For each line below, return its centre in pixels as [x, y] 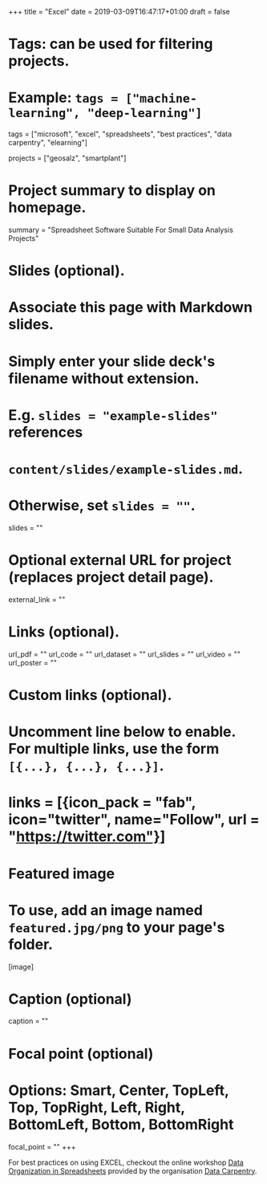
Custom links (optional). [90, 695]
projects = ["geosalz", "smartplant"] [67, 158]
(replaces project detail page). [111, 578]
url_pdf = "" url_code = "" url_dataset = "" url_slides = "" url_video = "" [124, 654]
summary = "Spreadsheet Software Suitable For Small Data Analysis [121, 230]
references [46, 432]
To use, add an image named [105, 910]
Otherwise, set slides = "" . [102, 506]
